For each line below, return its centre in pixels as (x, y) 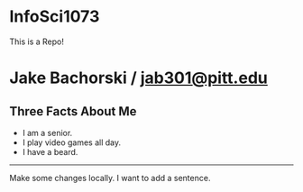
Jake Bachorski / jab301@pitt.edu (138, 78)
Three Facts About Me (73, 111)
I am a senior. (47, 133)
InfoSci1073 (55, 17)
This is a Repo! (37, 41)
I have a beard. (50, 151)
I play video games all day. (72, 142)
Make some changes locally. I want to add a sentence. (110, 178)
